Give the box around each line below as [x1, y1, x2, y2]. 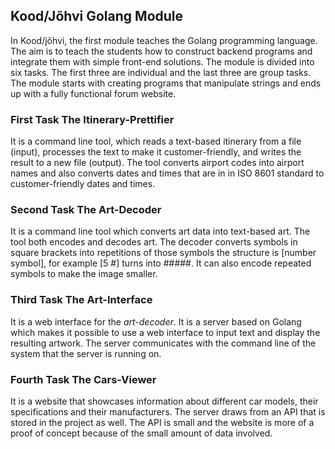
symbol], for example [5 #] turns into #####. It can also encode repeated [10, 257, 312, 269]
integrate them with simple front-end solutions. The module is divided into [10, 55, 315, 68]
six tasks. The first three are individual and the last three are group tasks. [10, 66, 312, 78]
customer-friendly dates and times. [10, 178, 156, 190]
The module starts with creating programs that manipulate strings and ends [10, 77, 322, 89]
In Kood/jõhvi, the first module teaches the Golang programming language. [10, 34, 318, 46]
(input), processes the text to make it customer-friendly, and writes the [10, 146, 302, 158]
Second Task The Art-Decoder [10, 203, 162, 217]
